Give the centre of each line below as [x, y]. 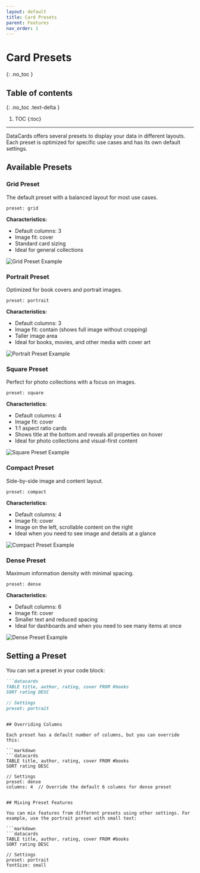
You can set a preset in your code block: [56, 670]
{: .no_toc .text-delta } [33, 107]
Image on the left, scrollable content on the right [74, 527]
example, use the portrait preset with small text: [71, 819]
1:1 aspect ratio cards [41, 428]
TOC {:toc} [28, 119]
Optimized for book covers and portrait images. [64, 289]
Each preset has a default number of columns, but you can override [93, 735]
